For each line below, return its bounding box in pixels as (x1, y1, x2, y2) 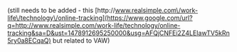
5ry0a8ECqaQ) (7, 36, 51, 45)
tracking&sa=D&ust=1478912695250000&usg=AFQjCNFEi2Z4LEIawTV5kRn (7, 28, 230, 37)
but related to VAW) (52, 36, 110, 45)
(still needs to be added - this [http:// (7, 6, 115, 14)
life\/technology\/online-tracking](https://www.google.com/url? (7, 14, 194, 22)
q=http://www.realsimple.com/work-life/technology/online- (7, 21, 181, 29)
